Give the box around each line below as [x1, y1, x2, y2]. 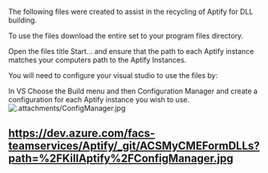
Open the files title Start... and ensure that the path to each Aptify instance [8, 47, 254, 56]
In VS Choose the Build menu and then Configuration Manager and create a [8, 86, 258, 96]
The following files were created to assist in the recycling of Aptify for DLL [8, 7, 254, 16]
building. [8, 15, 38, 25]
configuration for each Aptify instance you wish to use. [8, 95, 190, 104]
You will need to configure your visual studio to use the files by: [8, 71, 218, 80]
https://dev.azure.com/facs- [8, 126, 156, 140]
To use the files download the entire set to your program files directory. [8, 31, 244, 40]
